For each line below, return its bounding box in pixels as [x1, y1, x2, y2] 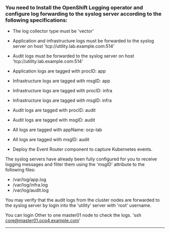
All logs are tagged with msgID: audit [12, 137, 90, 143]
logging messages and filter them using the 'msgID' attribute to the [5, 161, 145, 167]
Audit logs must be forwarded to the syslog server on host [12, 53, 135, 59]
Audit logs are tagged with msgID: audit [12, 117, 95, 123]
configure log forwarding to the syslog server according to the [5, 10, 162, 17]
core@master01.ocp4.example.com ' [5, 217, 81, 223]
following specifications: [5, 17, 68, 24]
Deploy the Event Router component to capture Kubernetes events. [12, 146, 153, 152]
